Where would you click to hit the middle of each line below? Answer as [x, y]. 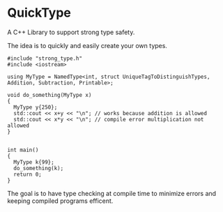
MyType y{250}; [36, 107]
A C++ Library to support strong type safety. [71, 32]
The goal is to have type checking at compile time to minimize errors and [112, 193]
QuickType [39, 13]
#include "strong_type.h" [45, 58]
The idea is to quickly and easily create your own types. [87, 45]
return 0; [28, 174]
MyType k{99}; [34, 162]
